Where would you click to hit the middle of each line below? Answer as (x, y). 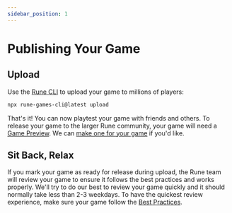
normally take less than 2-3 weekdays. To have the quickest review (105, 195)
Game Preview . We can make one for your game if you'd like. (96, 133)
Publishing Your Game (74, 48)
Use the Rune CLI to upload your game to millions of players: (95, 92)
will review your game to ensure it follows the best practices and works (111, 180)
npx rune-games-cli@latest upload (58, 104)
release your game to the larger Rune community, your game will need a (112, 126)
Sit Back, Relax (41, 155)
